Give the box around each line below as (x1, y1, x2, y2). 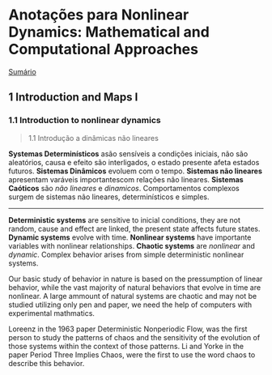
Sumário (8, 66, 36, 76)
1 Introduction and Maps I (8, 91, 138, 104)
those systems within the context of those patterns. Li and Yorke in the (8, 341, 244, 351)
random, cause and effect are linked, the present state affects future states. (8, 224, 261, 233)
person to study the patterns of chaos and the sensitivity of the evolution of (8, 332, 261, 342)
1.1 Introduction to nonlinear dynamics (8, 115, 161, 126)
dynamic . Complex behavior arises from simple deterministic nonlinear (8, 249, 244, 259)
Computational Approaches (8, 40, 198, 58)
